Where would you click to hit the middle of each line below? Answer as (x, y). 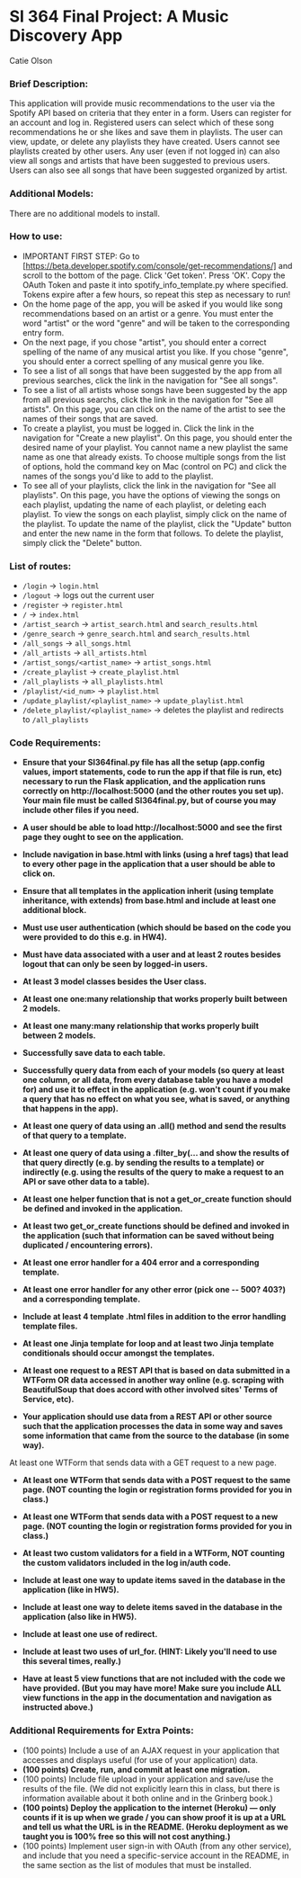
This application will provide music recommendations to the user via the (142, 103)
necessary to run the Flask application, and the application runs (144, 782)
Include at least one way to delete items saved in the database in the (152, 1607)
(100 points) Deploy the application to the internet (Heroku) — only (149, 1807)
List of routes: (40, 566)
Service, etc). (48, 1400)
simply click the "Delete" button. (82, 542)
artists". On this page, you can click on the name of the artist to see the (154, 409)
